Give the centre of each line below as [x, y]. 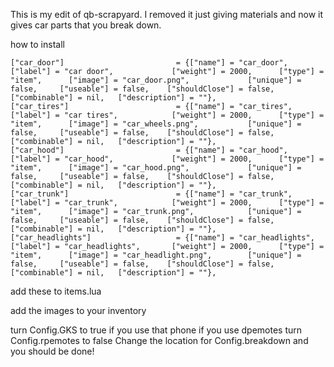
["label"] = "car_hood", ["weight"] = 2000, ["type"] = [167, 159]
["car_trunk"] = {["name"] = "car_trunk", [151, 194]
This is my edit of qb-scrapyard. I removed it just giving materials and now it [167, 14]
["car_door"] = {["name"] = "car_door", [149, 63]
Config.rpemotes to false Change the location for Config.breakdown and [159, 340]
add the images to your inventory [78, 310]
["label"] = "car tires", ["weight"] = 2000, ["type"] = [167, 115]
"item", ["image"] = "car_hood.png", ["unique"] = [156, 168]
